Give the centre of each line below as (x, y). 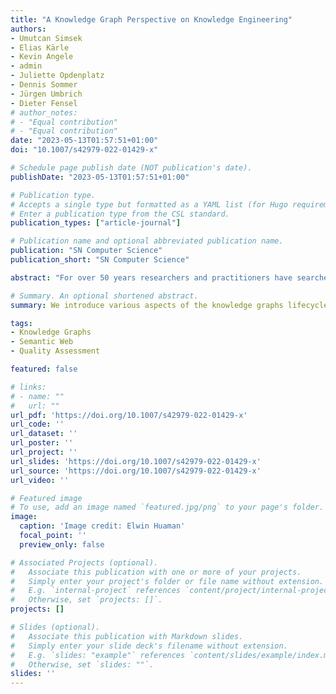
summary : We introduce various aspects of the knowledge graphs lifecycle (169, 305)
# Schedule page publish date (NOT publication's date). (131, 168)
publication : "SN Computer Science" (86, 251)
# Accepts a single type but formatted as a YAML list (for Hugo (149, 204)
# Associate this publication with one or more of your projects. (156, 572)
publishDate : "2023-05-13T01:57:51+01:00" (100, 177)
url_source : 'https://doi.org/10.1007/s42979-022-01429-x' (136, 471)
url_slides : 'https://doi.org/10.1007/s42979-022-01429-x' (136, 461)
